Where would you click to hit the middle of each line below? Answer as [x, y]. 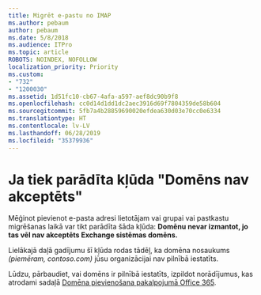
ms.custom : [26, 74]
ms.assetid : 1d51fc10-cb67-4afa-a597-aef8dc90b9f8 [93, 96]
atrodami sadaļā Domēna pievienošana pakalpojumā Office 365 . [112, 282]
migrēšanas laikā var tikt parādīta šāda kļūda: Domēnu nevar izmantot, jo [129, 227]
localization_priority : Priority [63, 67]
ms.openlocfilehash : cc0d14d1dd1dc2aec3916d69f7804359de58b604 [115, 104]
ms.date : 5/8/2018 [38, 38]
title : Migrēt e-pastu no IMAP [60, 15]
